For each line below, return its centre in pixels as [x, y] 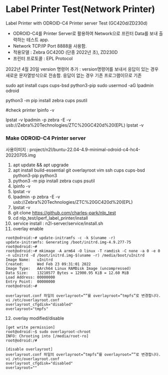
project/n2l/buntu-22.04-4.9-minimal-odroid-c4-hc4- [85, 150]
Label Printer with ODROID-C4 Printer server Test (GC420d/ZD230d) [77, 23]
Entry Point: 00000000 [30, 282]
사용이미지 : [17, 150]
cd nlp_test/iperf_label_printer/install [50, 218]
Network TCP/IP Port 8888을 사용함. [50, 46]
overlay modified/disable [38, 318]
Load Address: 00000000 [30, 277]
